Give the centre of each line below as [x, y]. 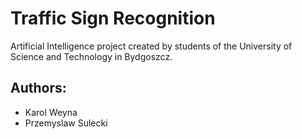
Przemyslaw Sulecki [66, 123]
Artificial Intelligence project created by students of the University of [151, 46]
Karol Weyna [51, 112]
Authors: [38, 88]
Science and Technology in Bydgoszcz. [91, 56]
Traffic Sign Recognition [113, 18]
